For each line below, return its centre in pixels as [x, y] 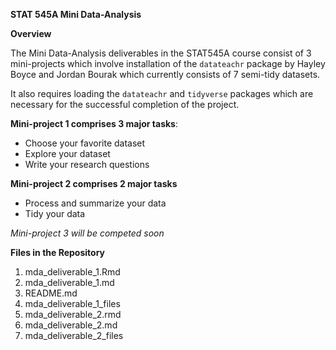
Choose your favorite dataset [85, 143]
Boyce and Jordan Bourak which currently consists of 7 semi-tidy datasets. [165, 74]
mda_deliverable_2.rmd [73, 314]
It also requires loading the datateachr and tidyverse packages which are [162, 93]
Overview [31, 33]
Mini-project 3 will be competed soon [87, 233]
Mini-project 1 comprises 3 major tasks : [94, 123]
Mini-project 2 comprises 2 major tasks [94, 183]
